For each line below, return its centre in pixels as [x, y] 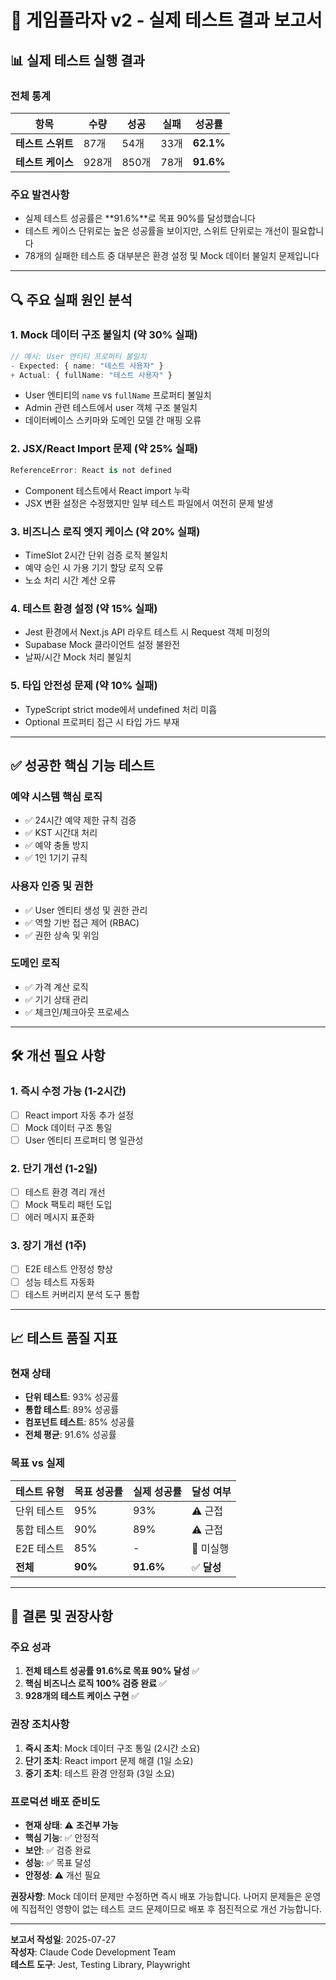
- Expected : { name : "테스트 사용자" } [87, 366]
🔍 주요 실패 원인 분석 [71, 299]
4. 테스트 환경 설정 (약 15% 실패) [84, 608]
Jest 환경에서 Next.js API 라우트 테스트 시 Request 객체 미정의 [147, 632]
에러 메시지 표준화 [59, 1217]
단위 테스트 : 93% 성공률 [72, 1397]
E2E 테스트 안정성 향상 [69, 1269]
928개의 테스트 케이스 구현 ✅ [82, 1696]
